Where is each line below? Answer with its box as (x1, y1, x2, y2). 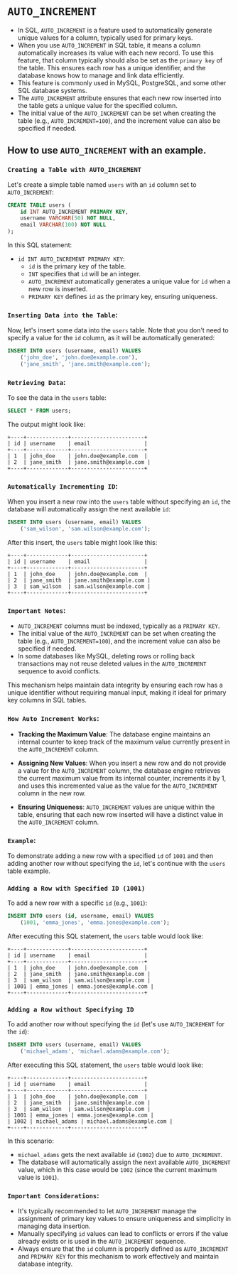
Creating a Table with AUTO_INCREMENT (7, 166, 142, 174)
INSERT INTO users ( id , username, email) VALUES (7, 913, 154, 920)
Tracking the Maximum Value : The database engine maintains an (17, 729, 211, 738)
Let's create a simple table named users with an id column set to (7, 180, 197, 189)
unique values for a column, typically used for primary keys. (17, 33, 193, 42)
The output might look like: (7, 421, 86, 429)
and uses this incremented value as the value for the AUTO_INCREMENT (17, 781, 218, 790)
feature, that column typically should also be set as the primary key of (17, 55, 223, 65)
